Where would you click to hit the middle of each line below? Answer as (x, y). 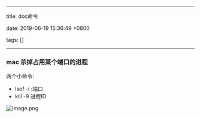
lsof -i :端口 (29, 89)
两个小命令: (20, 76)
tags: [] (15, 40)
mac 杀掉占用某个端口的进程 (47, 62)
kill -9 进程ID (31, 96)
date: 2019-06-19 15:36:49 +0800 (48, 28)
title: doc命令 (22, 16)
